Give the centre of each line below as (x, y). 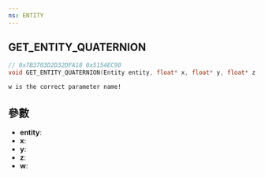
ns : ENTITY (26, 15)
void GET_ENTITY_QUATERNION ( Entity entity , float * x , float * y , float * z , (134, 73)
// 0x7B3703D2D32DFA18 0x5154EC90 (65, 65)
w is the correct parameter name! (65, 87)
